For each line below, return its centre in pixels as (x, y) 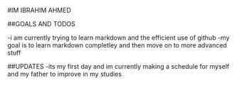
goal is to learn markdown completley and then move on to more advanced (117, 45)
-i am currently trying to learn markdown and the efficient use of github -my (118, 38)
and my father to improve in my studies (65, 74)
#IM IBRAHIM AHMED (39, 10)
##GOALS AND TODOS (42, 24)
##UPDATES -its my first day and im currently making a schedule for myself (118, 66)
